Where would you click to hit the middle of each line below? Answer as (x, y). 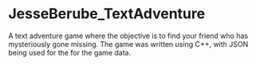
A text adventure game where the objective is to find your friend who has (128, 36)
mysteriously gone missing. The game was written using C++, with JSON (128, 44)
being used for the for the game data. (70, 52)
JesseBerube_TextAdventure (107, 14)
